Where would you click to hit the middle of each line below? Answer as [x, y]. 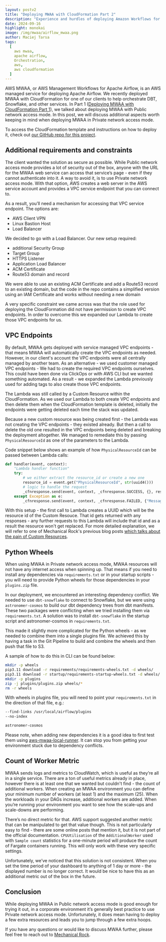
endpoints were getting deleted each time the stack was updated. [72, 410]
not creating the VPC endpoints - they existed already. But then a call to [78, 424]
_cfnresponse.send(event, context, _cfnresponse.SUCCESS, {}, [88, 492]
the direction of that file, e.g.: [35, 703]
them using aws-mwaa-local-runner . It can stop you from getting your [76, 740]
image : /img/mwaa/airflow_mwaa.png [42, 33]
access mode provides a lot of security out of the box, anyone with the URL [82, 167]
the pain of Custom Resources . [37, 537]
